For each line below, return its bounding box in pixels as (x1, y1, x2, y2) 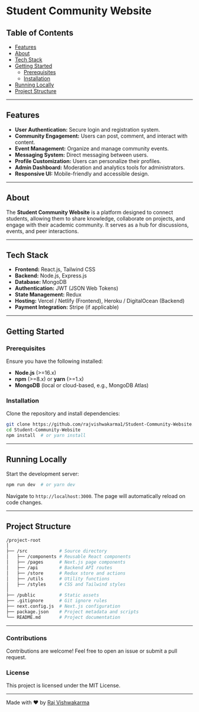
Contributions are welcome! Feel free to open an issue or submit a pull (6, 647, 178, 654)
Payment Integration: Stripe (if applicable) (14, 304, 120, 311)
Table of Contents (6, 28, 74, 38)
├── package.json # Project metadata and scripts (6, 609, 139, 615)
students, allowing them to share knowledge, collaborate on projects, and (6, 215, 185, 222)
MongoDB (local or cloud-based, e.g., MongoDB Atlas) (14, 382, 149, 389)
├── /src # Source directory (6, 548, 108, 554)
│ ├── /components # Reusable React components (6, 554, 131, 560)
